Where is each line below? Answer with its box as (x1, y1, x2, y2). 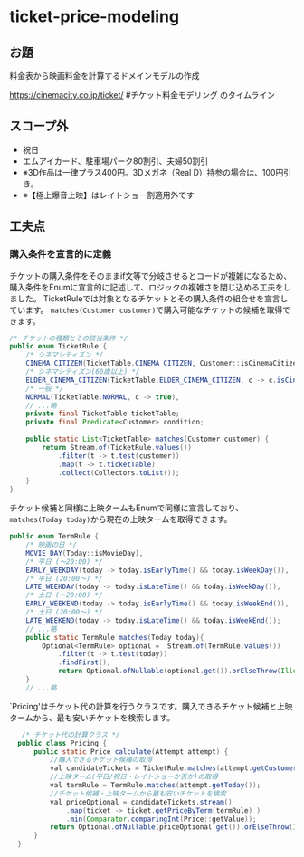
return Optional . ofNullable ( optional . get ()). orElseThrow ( (57, 667, 281, 676)
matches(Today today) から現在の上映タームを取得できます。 (9, 514, 233, 525)
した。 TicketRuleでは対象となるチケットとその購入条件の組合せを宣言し (16, 292, 289, 304)
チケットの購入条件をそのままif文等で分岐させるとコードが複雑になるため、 (9, 270, 292, 281)
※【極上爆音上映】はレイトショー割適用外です (22, 189, 195, 200)
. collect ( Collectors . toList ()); (57, 468, 180, 477)
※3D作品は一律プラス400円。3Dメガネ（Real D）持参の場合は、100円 (22, 167, 284, 177)
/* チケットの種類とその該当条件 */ (9, 333, 128, 343)
